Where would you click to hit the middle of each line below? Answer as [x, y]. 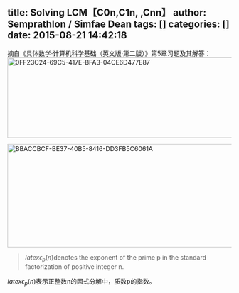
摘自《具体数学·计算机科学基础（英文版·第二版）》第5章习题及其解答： [109, 53]
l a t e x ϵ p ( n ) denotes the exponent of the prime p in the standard [116, 258]
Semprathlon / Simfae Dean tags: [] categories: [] [118, 24]
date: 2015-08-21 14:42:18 [67, 35]
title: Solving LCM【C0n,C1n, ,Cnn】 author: [107, 13]
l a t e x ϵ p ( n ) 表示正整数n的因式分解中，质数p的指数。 [81, 282]
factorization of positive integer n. [74, 266]
